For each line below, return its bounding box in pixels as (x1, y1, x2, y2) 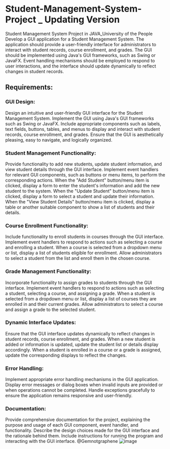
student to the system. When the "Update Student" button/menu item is (5, 188, 155, 194)
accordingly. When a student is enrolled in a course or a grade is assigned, (5, 347, 161, 353)
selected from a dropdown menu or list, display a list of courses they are (5, 295, 157, 302)
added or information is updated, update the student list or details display (5, 341, 159, 348)
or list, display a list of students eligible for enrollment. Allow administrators (5, 250, 162, 256)
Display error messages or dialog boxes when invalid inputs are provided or (5, 382, 163, 388)
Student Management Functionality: (5, 149, 96, 156)
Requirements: (5, 83, 53, 92)
